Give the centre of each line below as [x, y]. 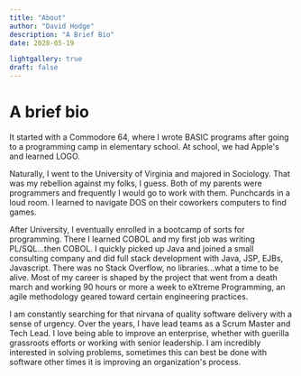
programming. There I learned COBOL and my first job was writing [132, 239]
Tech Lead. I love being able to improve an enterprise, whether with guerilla [150, 333]
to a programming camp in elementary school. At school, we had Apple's [144, 146]
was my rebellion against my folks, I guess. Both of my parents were [136, 183]
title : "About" [38, 18]
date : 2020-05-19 [42, 43]
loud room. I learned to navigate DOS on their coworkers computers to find [148, 202]
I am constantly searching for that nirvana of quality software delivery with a [151, 314]
